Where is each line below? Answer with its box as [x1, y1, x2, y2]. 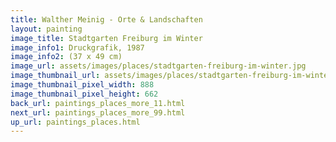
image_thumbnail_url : [10, 71, 101, 81]
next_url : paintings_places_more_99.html [10, 107, 186, 118]
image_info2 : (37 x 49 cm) [10, 52, 123, 62]
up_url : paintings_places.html [10, 117, 141, 127]
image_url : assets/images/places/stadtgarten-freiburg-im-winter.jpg [10, 61, 307, 71]
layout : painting [10, 24, 83, 34]
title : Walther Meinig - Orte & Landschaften [10, 14, 203, 25]
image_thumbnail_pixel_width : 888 [10, 80, 155, 90]
